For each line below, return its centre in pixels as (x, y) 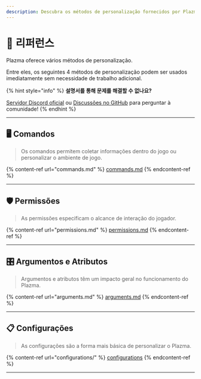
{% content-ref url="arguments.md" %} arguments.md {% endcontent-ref (97, 297)
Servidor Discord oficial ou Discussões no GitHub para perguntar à (89, 102)
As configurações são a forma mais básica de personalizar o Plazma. (106, 345)
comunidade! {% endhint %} (41, 109)
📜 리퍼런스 (31, 43)
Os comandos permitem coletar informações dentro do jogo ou (98, 151)
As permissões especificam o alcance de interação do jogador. (98, 219)
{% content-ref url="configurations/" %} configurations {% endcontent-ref (98, 357)
